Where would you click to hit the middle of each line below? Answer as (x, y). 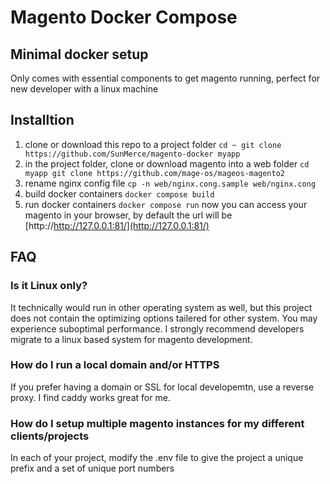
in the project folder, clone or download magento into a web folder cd (167, 163)
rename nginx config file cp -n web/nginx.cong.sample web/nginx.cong (170, 183)
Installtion (42, 120)
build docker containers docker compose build (119, 193)
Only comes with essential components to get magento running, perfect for (165, 78)
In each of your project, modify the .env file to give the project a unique (157, 458)
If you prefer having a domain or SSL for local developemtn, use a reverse (162, 387)
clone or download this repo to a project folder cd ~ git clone (153, 144)
